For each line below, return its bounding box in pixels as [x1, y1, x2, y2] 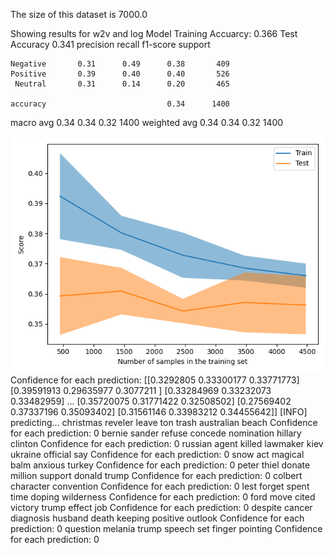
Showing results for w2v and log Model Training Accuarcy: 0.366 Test [10, 28, 298, 39]
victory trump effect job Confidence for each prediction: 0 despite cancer [10, 502, 313, 513]
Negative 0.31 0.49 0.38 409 [10, 59, 230, 69]
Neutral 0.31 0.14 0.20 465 [14, 79, 230, 89]
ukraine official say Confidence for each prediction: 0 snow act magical [10, 449, 305, 460]
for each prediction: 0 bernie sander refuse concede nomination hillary [10, 427, 302, 439]
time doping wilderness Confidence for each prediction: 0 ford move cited [10, 491, 316, 503]
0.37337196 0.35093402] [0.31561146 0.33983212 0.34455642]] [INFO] [10, 406, 308, 418]
